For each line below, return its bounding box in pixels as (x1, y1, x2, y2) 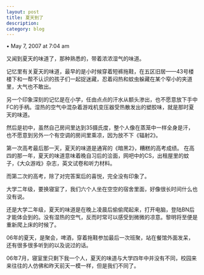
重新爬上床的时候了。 (6, 221, 59, 228)
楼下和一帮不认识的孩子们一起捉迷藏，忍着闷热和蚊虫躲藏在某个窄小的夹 (6, 75, 187, 83)
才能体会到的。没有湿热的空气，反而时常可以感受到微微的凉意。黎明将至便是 (6, 214, 198, 221)
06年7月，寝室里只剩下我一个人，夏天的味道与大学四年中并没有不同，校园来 (6, 254, 197, 262)
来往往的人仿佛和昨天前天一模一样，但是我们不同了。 (6, 262, 140, 270)
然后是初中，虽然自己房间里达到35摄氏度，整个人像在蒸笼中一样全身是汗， (6, 124, 194, 131)
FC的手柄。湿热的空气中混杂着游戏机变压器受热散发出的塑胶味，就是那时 (6, 104, 189, 111)
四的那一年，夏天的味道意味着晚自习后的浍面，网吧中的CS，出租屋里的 (6, 152, 184, 160)
